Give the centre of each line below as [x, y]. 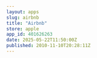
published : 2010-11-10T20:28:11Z [48, 46]
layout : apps [23, 12]
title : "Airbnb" [27, 23]
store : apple [23, 29]
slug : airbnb [23, 18]
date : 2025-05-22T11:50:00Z [42, 40]
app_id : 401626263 [29, 34]
